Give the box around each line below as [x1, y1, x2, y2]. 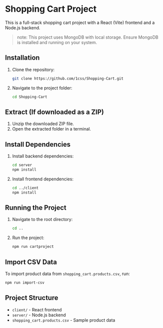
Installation [5, 54, 40, 62]
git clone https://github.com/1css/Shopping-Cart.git [12, 76, 124, 81]
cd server [12, 163, 33, 168]
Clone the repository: [12, 66, 55, 72]
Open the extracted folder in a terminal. [12, 126, 91, 132]
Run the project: [12, 235, 45, 241]
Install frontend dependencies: [12, 176, 74, 182]
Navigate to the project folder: [12, 85, 72, 91]
